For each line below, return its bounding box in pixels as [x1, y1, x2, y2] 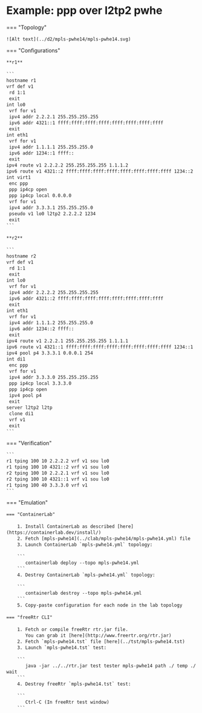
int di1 [6, 356, 26, 362]
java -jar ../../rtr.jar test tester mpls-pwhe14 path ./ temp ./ [25, 663, 197, 669]
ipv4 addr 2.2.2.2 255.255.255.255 [8, 289, 99, 296]
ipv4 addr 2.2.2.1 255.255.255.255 [8, 113, 99, 120]
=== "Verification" [6, 439, 52, 446]
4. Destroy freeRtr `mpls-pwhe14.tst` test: [17, 681, 131, 687]
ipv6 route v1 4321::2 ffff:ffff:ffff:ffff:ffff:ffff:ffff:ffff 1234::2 [6, 168, 194, 174]
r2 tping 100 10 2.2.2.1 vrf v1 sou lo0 [6, 470, 110, 476]
